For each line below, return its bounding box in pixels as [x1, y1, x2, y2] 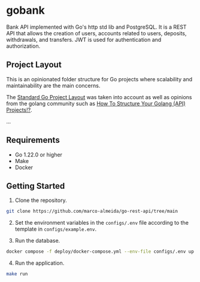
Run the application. [14, 259, 65, 266]
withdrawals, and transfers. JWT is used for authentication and [6, 36, 162, 43]
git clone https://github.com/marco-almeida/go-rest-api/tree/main [6, 209, 178, 214]
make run [6, 271, 28, 277]
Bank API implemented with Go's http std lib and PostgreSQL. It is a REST [6, 23, 187, 30]
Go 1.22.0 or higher [14, 151, 63, 158]
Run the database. [14, 237, 60, 244]
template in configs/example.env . [14, 225, 97, 233]
